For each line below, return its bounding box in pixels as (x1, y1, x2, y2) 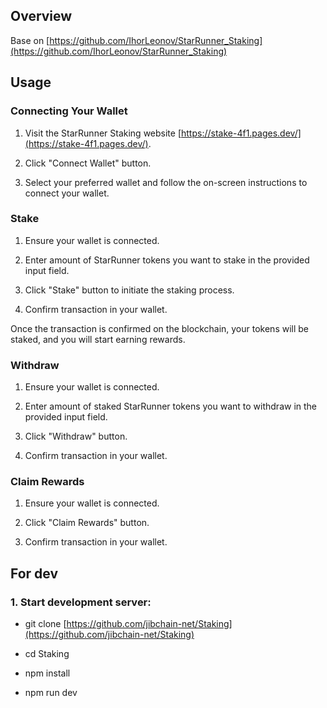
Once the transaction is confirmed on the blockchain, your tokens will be (10, 322, 310, 334)
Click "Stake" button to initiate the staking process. (24, 284, 235, 296)
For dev (10, 565, 59, 582)
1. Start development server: (10, 595, 152, 609)
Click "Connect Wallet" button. (24, 157, 152, 169)
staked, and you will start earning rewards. (10, 333, 186, 345)
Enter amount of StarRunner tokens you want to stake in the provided (24, 254, 310, 266)
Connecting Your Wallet (10, 104, 128, 118)
